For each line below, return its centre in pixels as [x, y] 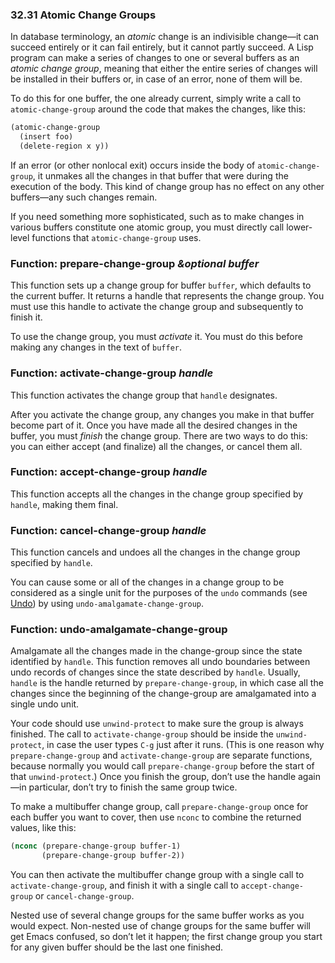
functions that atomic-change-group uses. [116, 237]
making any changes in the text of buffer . [96, 347]
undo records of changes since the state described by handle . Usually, [155, 672]
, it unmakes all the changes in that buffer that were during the [160, 175]
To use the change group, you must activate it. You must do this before [156, 337]
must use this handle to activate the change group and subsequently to [157, 307]
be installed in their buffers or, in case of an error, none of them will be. [156, 79]
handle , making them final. [64, 504]
